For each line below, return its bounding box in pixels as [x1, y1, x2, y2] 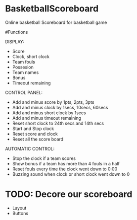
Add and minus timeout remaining [12, 115, 82, 121]
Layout [12, 205, 27, 211]
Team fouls [12, 59, 36, 65]
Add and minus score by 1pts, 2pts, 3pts [12, 99, 94, 105]
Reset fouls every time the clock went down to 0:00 [12, 166, 118, 172]
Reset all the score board [12, 136, 63, 142]
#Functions [5, 29, 28, 35]
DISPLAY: [5, 38, 24, 45]
